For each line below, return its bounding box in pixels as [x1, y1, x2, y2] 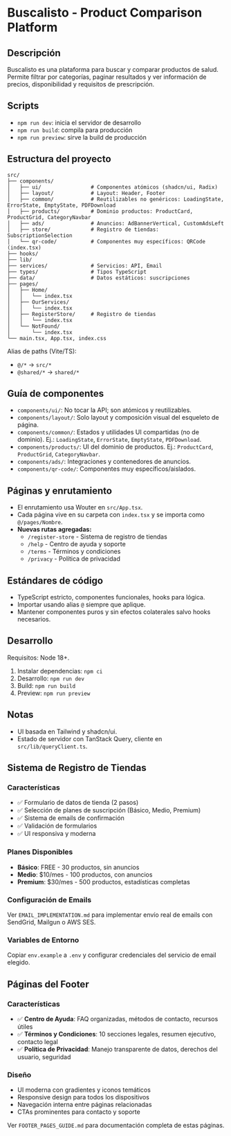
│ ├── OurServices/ [7, 299, 70, 306]
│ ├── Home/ [7, 286, 48, 293]
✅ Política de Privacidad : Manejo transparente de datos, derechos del [17, 1045, 218, 1053]
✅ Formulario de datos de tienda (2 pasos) [17, 799, 139, 807]
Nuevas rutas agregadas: [17, 525, 92, 534]
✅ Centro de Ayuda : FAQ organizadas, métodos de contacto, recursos [17, 1014, 219, 1023]
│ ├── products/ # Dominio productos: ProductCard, [7, 207, 194, 215]
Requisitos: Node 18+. [7, 653, 70, 662]
